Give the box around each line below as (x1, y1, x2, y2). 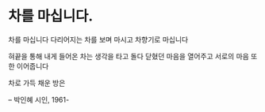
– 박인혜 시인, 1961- (8, 95, 70, 104)
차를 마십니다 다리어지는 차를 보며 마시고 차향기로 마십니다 (8, 35, 189, 44)
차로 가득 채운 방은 (8, 78, 66, 88)
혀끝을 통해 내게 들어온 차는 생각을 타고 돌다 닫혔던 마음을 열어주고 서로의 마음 (8, 51, 250, 61)
